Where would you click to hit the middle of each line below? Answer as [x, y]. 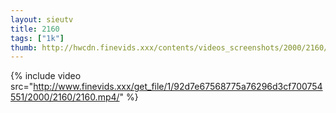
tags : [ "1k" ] [37, 38]
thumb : [24, 47]
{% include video [46, 76]
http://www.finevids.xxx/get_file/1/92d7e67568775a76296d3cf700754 [178, 87]
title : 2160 [35, 29]
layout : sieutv [42, 19]
